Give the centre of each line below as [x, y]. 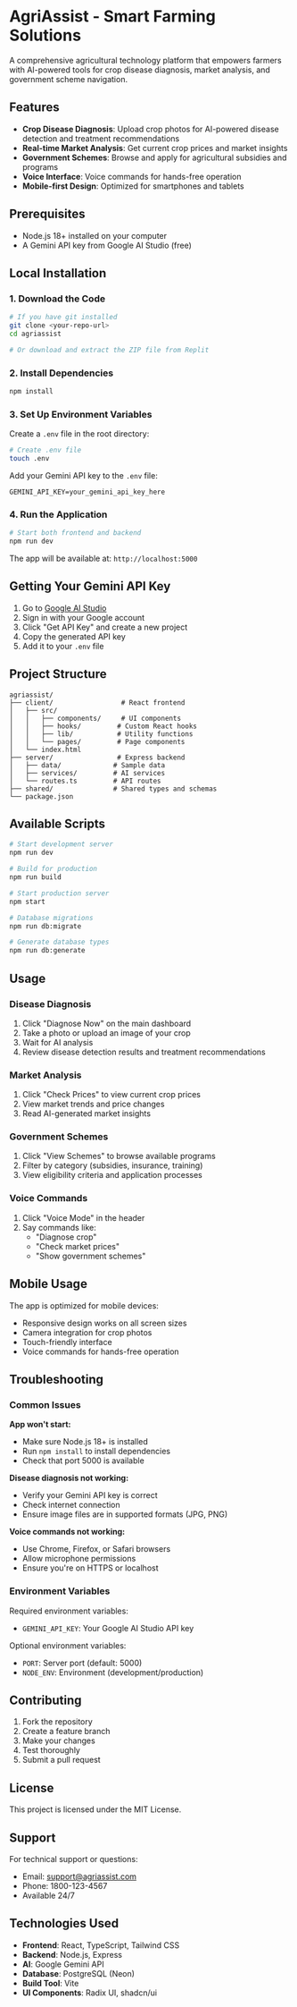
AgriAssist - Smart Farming [112, 17]
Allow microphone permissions [79, 1559]
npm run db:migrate [45, 926]
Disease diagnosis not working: [69, 1478]
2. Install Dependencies [62, 373]
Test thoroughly [51, 1750]
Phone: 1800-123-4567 [65, 1886]
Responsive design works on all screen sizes [104, 1323]
